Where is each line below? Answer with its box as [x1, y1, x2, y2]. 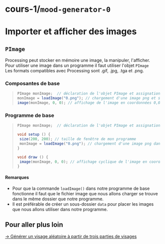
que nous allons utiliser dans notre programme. [12, 206, 108, 212]
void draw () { [17, 154, 49, 159]
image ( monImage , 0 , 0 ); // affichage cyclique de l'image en [19, 159, 147, 164]
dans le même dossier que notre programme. [12, 196, 104, 202]
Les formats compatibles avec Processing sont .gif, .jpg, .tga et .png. [5, 68, 144, 74]
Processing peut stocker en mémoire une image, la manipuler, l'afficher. [5, 58, 151, 63]
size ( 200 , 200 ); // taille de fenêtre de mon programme [19, 137, 137, 142]
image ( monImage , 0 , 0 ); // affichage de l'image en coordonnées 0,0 [17, 100, 161, 105]
